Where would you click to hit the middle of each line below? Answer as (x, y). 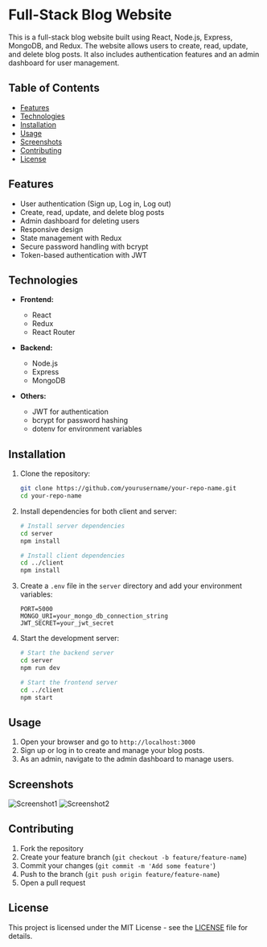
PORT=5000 (37, 610)
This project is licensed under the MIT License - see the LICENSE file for (128, 927)
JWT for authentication (70, 411)
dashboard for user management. (64, 63)
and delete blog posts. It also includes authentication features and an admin (134, 54)
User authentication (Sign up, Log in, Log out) (95, 204)
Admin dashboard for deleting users (80, 221)
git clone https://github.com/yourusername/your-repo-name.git (128, 489)
